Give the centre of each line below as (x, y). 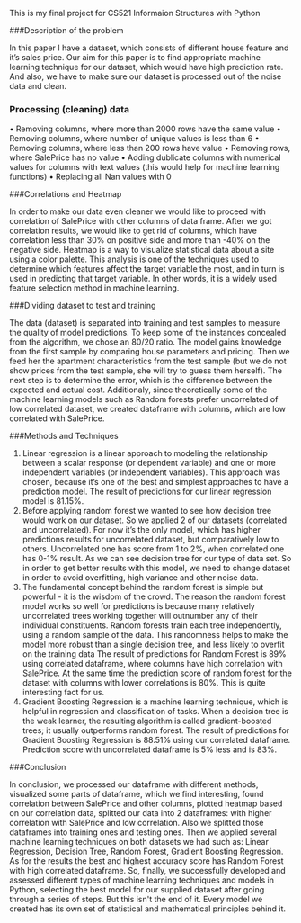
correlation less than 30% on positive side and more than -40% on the (140, 240)
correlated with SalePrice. (57, 418)
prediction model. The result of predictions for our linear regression (147, 492)
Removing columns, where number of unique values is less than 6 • (134, 139)
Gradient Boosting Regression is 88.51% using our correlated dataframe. (156, 740)
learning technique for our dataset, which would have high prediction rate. (146, 67)
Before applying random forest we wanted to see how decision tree (147, 511)
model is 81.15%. (53, 501)
